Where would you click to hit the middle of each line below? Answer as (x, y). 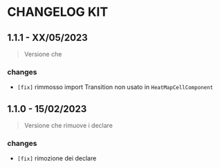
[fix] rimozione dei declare (57, 158)
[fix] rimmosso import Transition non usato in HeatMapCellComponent (115, 87)
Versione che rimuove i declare (68, 126)
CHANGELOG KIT (58, 12)
